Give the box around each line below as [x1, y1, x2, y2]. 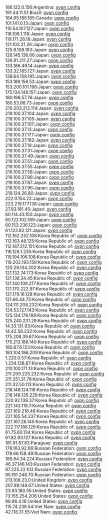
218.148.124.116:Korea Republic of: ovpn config [5, 387, 101, 392]
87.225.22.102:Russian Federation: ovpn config [5, 466, 101, 472]
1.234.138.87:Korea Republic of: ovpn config [5, 360, 96, 366]
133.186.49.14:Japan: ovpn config [5, 62, 74, 68]
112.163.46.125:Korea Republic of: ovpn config [5, 238, 99, 244]
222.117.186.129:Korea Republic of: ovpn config [5, 424, 101, 429]
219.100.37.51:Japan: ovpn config [5, 158, 73, 164]
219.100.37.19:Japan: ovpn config [5, 142, 73, 148]
